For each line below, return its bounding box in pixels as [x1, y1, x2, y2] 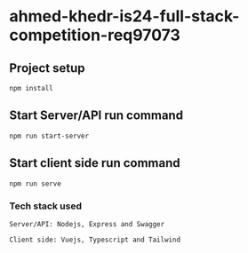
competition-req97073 [9, 25, 180, 45]
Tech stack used [9, 200, 83, 212]
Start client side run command [9, 155, 180, 170]
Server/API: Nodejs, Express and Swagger [9, 219, 165, 228]
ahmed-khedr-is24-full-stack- [9, 6, 240, 27]
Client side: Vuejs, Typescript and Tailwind [9, 235, 180, 244]
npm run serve [9, 179, 62, 188]
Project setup [9, 60, 86, 75]
